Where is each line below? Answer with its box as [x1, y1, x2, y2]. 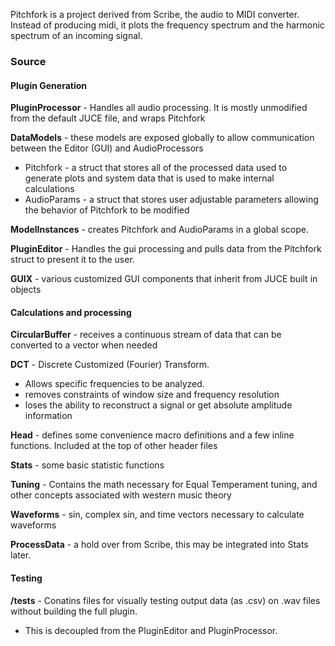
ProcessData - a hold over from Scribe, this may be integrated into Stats [10, 539, 309, 551]
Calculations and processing [10, 306, 132, 318]
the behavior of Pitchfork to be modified [24, 204, 190, 216]
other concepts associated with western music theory [10, 489, 232, 501]
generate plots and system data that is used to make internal [24, 172, 275, 184]
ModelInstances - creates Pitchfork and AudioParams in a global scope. [10, 224, 309, 236]
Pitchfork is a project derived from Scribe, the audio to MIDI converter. [10, 9, 300, 20]
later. [10, 549, 32, 561]
